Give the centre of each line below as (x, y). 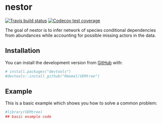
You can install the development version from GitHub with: (64, 62)
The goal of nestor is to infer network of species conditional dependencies (81, 30)
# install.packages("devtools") (38, 72)
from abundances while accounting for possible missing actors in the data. (81, 35)
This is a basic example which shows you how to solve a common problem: (81, 103)
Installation (23, 51)
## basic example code (28, 117)
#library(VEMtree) (24, 112)
